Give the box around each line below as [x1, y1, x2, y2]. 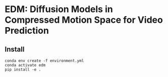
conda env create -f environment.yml [5, 58, 84, 63]
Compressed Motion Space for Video [5, 14, 163, 26]
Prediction [5, 25, 49, 36]
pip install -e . [5, 67, 41, 72]
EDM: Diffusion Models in [5, 4, 113, 15]
